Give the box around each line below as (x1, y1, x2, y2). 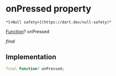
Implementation (6, 53, 57, 61)
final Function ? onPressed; (6, 66, 65, 71)
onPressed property (6, 3, 92, 15)
